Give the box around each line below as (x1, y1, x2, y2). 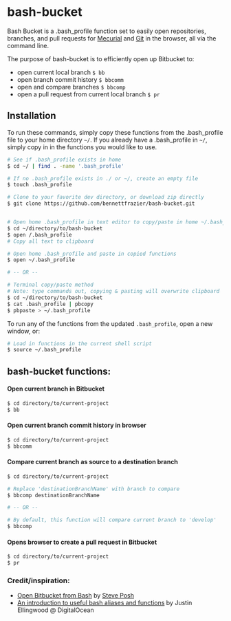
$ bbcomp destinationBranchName (7, 492, 100, 499)
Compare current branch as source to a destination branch (7, 458, 179, 466)
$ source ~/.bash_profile (7, 347, 81, 353)
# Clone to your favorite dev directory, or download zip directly (7, 194, 205, 201)
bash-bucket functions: (7, 365, 111, 377)
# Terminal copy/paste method (7, 281, 94, 289)
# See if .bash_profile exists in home (7, 156, 122, 163)
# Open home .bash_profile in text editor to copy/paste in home (7, 219, 198, 226)
